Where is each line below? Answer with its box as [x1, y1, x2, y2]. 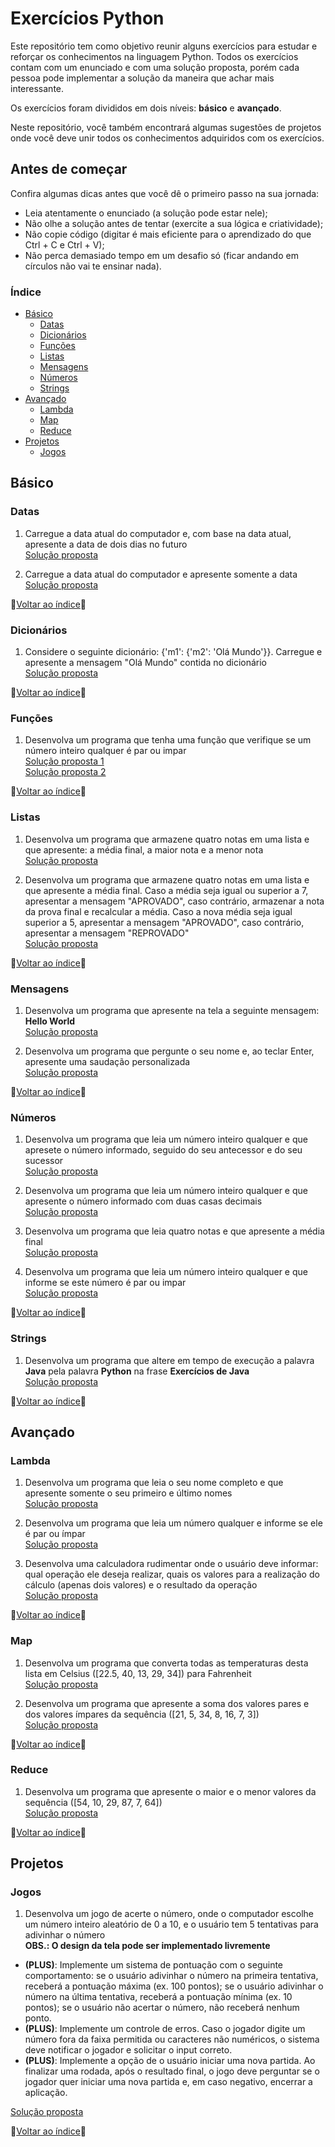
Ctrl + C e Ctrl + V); [24, 238, 105, 251]
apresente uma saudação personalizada [24, 1055, 191, 1067]
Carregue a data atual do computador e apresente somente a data [24, 568, 298, 580]
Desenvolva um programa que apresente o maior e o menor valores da [24, 1785, 317, 1797]
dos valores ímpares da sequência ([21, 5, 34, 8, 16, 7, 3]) [24, 1708, 260, 1720]
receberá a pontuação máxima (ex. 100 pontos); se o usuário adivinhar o [24, 1980, 324, 1992]
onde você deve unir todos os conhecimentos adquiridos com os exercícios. [10, 132, 325, 144]
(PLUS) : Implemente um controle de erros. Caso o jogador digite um [24, 2023, 306, 2035]
